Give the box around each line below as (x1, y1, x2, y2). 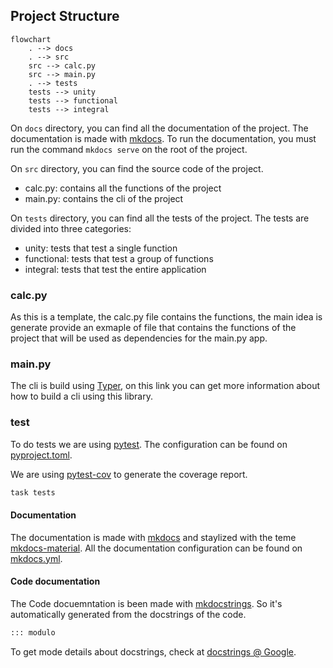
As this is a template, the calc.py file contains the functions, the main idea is (10, 311, 323, 323)
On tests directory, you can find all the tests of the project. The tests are (10, 212, 310, 224)
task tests (10, 487, 56, 498)
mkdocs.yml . (10, 552, 63, 564)
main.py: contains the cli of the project (24, 192, 184, 204)
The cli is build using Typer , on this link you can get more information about (10, 380, 321, 392)
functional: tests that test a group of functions (24, 252, 214, 264)
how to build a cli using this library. (10, 390, 153, 403)
